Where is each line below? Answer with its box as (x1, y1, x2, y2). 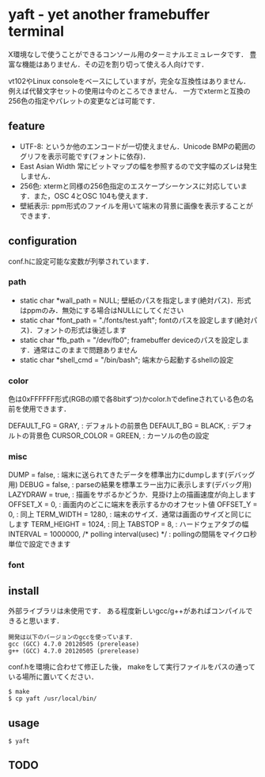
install (8, 584, 40, 597)
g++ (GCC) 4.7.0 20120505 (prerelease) (8, 647, 140, 655)
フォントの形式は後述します (36, 325, 127, 334)
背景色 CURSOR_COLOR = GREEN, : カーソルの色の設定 (28, 431, 210, 440)
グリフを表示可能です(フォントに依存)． (19, 151, 150, 161)
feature (8, 120, 46, 133)
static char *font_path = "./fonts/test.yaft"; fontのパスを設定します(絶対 (19, 315, 251, 325)
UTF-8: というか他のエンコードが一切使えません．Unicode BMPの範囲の (19, 141, 256, 151)
